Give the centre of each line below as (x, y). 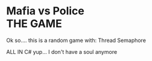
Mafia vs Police (45, 11)
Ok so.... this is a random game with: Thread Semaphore (76, 40)
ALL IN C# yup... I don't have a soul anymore (62, 51)
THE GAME (34, 24)
